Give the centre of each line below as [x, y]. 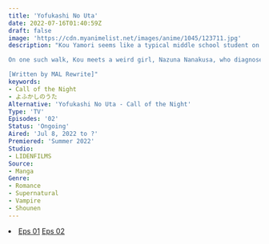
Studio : [21, 149]
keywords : [25, 82]
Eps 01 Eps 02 [42, 231]
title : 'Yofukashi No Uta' [53, 16]
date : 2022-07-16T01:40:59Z [55, 23]
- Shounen [25, 208]
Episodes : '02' [34, 119]
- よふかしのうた [33, 97]
